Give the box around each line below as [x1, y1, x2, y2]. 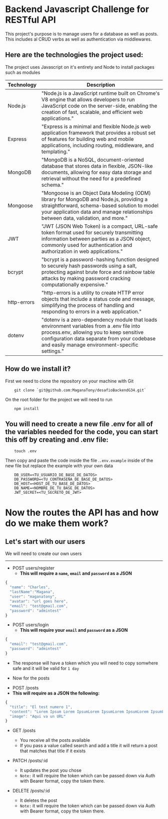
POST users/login [12, 622, 49, 628]
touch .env [14, 449, 37, 454]
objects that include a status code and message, [41, 295, 155, 302]
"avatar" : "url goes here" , [9, 599, 68, 604]
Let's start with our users [5, 537, 85, 545]
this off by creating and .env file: [5, 435, 109, 444]
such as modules [5, 69, 40, 75]
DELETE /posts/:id [12, 788, 50, 794]
